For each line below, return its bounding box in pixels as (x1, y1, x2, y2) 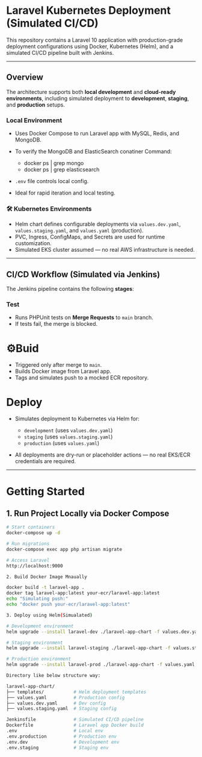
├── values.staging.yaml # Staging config (6, 706, 117, 712)
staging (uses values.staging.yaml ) (23, 433, 113, 440)
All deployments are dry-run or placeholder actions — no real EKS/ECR (14, 451, 191, 458)
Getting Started (6, 484, 85, 498)
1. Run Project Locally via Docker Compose (6, 508, 170, 519)
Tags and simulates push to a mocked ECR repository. (14, 374, 149, 381)
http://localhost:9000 (6, 562, 63, 569)
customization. (14, 240, 52, 247)
